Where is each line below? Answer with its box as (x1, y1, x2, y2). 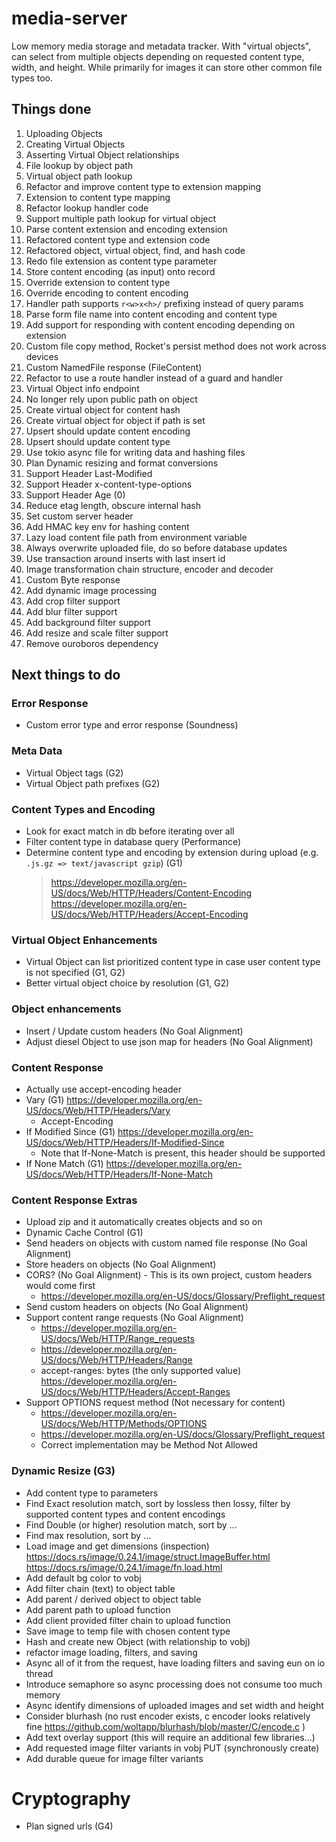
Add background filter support (25, 616, 151, 628)
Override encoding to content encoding (25, 287, 189, 299)
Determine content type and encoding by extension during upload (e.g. (25, 847, 319, 859)
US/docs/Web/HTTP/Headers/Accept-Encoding (50, 908, 249, 921)
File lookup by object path (25, 159, 134, 171)
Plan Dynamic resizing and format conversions (25, 457, 219, 469)
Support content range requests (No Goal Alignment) (25, 1312, 244, 1324)
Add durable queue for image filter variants (25, 1752, 204, 1764)
